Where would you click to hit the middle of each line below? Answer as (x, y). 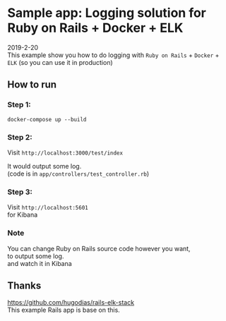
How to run (32, 85)
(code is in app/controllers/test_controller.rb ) (78, 174)
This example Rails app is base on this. (64, 310)
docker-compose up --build (47, 119)
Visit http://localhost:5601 (48, 207)
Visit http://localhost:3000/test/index (65, 152)
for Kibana (23, 215)
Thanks (24, 285)
